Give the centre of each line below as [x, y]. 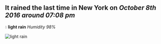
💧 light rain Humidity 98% [30, 27]
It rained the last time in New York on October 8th [80, 8]
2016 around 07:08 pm [40, 16]
